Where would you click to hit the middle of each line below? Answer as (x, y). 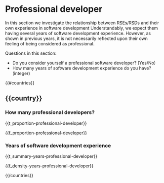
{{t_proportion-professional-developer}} (46, 123)
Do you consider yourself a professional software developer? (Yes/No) (84, 63)
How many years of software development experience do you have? (82, 68)
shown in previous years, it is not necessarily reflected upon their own (77, 38)
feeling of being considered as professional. (50, 43)
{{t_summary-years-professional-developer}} (51, 156)
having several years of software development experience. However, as (78, 33)
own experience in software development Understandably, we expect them (82, 28)
